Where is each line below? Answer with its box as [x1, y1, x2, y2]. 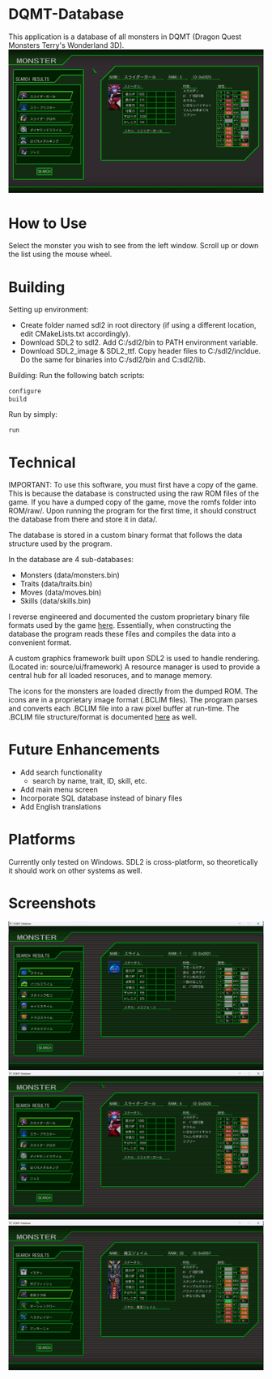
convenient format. [8, 638, 72, 647]
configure [8, 387, 42, 396]
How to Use [8, 214, 87, 232]
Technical [8, 453, 76, 471]
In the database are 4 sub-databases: [8, 555, 134, 565]
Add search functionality [19, 767, 103, 777]
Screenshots [8, 894, 96, 913]
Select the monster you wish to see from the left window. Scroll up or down [8, 241, 259, 251]
